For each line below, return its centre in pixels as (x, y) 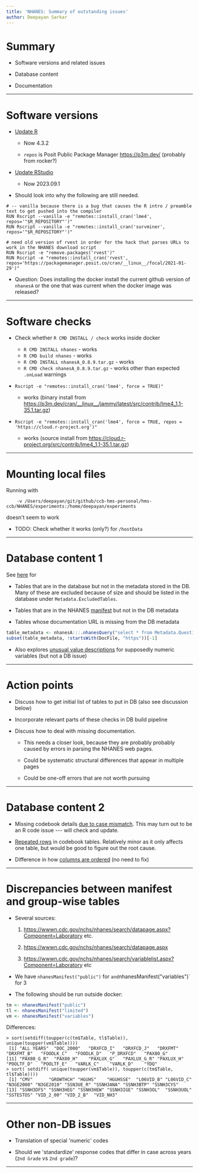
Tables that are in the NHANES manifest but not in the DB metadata (97, 610)
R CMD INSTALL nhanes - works (60, 350)
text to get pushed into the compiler (54, 211)
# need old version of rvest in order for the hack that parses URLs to (98, 243)
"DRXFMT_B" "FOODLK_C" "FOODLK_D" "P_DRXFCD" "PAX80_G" (87, 1054)
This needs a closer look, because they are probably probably (99, 742)
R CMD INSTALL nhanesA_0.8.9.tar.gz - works (79, 362)
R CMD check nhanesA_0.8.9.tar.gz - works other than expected (102, 368)
